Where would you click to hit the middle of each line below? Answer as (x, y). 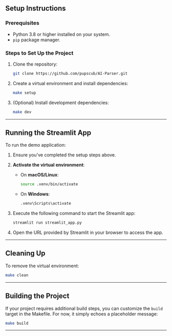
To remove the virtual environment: (42, 266)
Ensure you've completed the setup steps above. (64, 155)
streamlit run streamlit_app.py (47, 223)
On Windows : (35, 194)
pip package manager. (36, 39)
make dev (22, 112)
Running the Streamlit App (48, 133)
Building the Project (37, 296)
